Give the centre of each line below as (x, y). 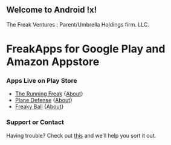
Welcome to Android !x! (52, 10)
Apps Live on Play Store (42, 80)
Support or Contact (35, 122)
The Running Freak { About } (49, 94)
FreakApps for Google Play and (86, 49)
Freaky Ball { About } (39, 107)
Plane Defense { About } (44, 100)
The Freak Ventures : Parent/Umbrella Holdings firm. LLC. (78, 24)
